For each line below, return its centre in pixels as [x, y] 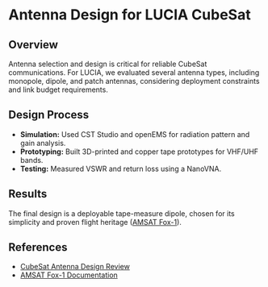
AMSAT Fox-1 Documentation [69, 275]
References [38, 247]
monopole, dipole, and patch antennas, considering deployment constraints [134, 81]
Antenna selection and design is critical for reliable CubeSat [108, 64]
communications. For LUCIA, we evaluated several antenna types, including [134, 73]
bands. [31, 160]
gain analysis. [43, 143]
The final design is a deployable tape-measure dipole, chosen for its [122, 213]
